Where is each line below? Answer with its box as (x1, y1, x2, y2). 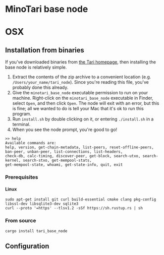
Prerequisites (5, 174, 38, 181)
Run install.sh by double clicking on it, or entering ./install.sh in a (12, 116, 154, 122)
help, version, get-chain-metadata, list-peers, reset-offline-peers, (5, 145, 154, 150)
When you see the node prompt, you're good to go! (12, 127, 117, 132)
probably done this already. (12, 84, 68, 90)
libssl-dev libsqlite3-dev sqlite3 (5, 201, 79, 206)
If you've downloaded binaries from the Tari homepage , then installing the (5, 59, 156, 65)
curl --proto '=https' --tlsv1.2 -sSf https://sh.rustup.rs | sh (5, 206, 143, 211)
